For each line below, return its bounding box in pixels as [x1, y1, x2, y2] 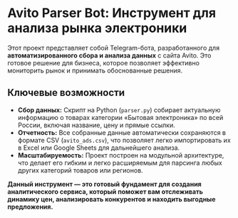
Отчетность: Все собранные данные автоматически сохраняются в [17, 128, 227, 136]
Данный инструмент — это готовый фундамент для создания [7, 180, 202, 188]
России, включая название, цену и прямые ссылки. [17, 121, 176, 129]
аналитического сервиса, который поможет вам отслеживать [7, 187, 203, 196]
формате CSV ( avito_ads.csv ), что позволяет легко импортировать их [17, 136, 232, 144]
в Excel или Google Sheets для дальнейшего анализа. [17, 143, 180, 152]
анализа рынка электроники [7, 20, 187, 36]
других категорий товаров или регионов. [17, 165, 144, 175]
